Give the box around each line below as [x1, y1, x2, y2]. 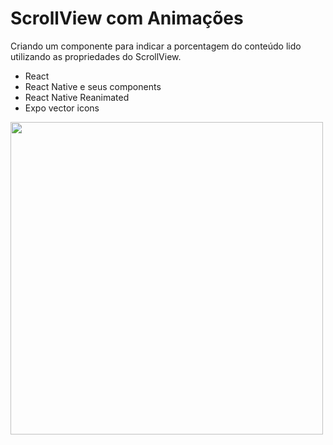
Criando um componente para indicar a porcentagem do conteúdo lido [10, 40, 302, 52]
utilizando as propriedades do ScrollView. [10, 50, 182, 62]
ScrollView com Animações [10, 7, 244, 30]
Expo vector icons [24, 102, 100, 114]
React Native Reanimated [24, 91, 130, 103]
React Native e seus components [24, 80, 162, 92]
